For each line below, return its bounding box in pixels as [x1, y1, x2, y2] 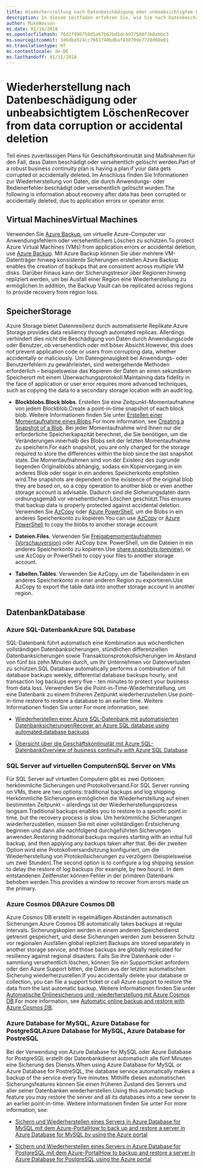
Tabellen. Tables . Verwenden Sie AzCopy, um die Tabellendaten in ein [14, 570, 189, 578]
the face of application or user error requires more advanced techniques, [6, 380, 188, 388]
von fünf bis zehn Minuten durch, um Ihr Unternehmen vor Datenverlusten [6, 658, 190, 665]
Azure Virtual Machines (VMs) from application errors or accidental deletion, [6, 243, 196, 251]
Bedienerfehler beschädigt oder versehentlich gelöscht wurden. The [6, 184, 175, 191]
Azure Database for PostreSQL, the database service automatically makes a [6, 1067, 195, 1074]
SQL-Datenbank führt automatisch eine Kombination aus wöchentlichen [6, 639, 184, 646]
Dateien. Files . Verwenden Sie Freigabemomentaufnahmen [14, 533, 162, 540]
